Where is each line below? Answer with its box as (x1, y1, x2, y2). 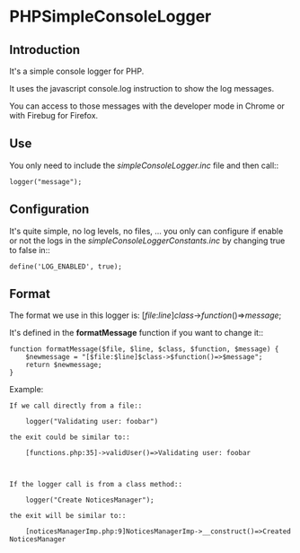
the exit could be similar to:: (9, 433, 130, 442)
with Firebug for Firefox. (9, 110, 99, 120)
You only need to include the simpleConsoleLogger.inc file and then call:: (9, 160, 279, 171)
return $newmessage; (25, 361, 102, 370)
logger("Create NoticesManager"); (25, 496, 154, 505)
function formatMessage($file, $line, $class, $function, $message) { (9, 345, 279, 354)
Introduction (9, 42, 81, 57)
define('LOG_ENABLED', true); (9, 262, 123, 271)
